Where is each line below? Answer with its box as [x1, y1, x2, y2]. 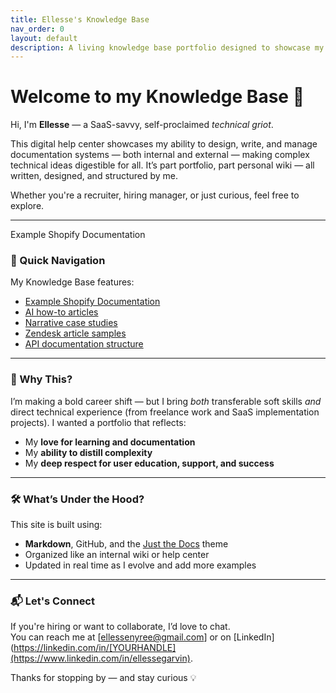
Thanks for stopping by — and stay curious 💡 [10, 672, 197, 684]
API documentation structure [24, 338, 144, 350]
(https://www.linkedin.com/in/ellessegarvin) [10, 652, 191, 665]
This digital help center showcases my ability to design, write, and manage [10, 138, 318, 150]
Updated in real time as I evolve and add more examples [24, 559, 257, 571]
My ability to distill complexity [24, 446, 153, 458]
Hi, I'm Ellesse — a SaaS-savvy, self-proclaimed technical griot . [10, 119, 274, 131]
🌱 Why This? [10, 372, 73, 386]
